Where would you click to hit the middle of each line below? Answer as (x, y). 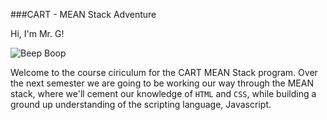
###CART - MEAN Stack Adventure (83, 14)
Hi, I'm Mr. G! (37, 33)
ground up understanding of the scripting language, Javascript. (141, 104)
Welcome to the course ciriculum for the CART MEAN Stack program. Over (164, 72)
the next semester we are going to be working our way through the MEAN (162, 83)
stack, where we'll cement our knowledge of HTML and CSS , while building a (163, 93)
